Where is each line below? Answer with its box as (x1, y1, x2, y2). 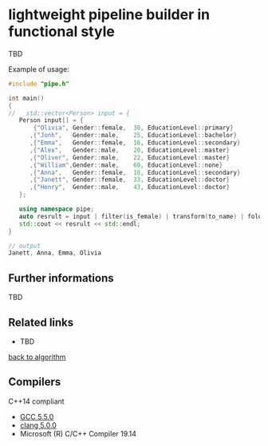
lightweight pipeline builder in (8, 6, 210, 24)
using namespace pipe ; (18, 205, 94, 213)
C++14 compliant (8, 397, 65, 406)
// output (8, 242, 41, 250)
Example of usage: (8, 64, 70, 73)
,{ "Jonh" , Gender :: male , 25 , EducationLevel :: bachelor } (29, 132, 238, 140)
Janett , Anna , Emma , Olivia (8, 249, 102, 257)
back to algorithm (8, 352, 66, 361)
